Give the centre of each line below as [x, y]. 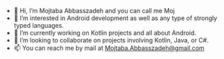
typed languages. [39, 25]
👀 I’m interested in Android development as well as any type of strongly [115, 18]
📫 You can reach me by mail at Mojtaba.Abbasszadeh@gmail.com [109, 48]
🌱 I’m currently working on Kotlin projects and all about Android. [105, 33]
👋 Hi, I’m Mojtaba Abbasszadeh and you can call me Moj [94, 11]
